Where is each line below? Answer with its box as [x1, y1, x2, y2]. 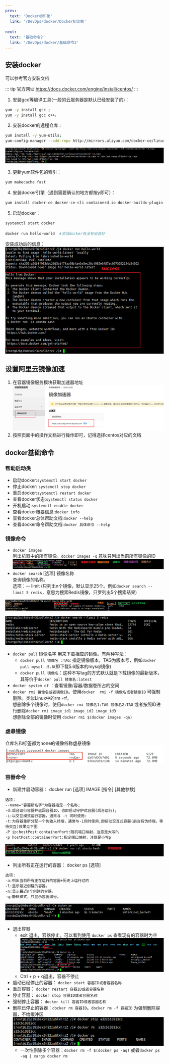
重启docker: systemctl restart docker [12, 490, 92, 496]
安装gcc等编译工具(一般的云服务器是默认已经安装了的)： [12, 96, 130, 103]
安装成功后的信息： [5, 241, 45, 247]
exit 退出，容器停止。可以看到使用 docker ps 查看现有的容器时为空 [20, 932, 157, 938]
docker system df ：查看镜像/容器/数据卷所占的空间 [12, 683, 120, 689]
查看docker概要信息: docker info [12, 509, 80, 515]
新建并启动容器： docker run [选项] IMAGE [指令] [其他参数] [12, 786, 136, 792]
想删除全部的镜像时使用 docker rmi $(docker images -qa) [12, 714, 132, 720]
